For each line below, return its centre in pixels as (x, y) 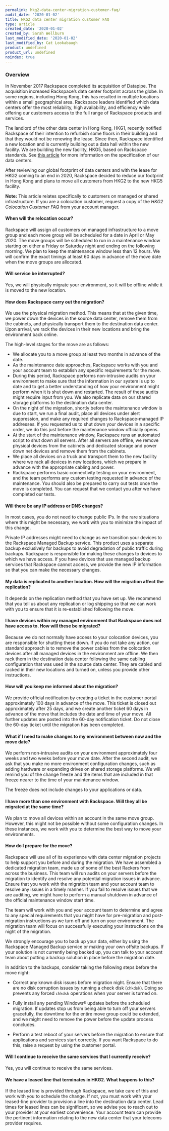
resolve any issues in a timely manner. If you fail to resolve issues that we (81, 889)
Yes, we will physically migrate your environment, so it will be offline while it (84, 285)
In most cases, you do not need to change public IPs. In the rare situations (82, 517)
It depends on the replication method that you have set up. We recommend (83, 598)
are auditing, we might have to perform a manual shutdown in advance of (81, 894)
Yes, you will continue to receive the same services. (59, 1068)
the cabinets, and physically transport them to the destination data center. (82, 324)
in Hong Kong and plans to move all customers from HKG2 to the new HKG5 (84, 181)
